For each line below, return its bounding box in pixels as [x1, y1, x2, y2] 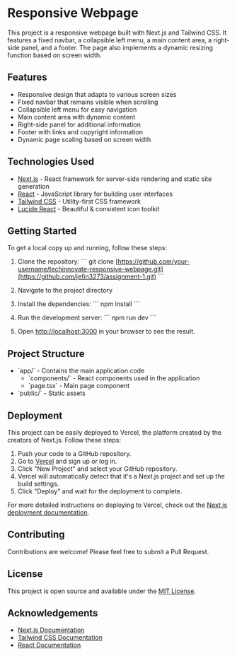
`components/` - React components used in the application [28, 374, 200, 382]
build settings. [17, 479, 59, 488]
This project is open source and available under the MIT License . [7, 587, 197, 595]
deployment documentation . [7, 508, 90, 517]
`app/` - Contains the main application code [17, 366, 145, 375]
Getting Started [7, 225, 77, 237]
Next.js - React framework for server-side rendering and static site [17, 175, 212, 183]
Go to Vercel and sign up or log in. [17, 457, 117, 465]
